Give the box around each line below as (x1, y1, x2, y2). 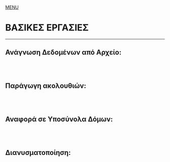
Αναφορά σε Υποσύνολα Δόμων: (5, 115, 113, 123)
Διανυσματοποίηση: (5, 148, 71, 157)
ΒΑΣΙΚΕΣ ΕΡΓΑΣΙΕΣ (5, 22, 89, 33)
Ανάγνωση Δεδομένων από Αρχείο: (5, 48, 121, 57)
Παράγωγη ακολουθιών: (5, 82, 87, 90)
